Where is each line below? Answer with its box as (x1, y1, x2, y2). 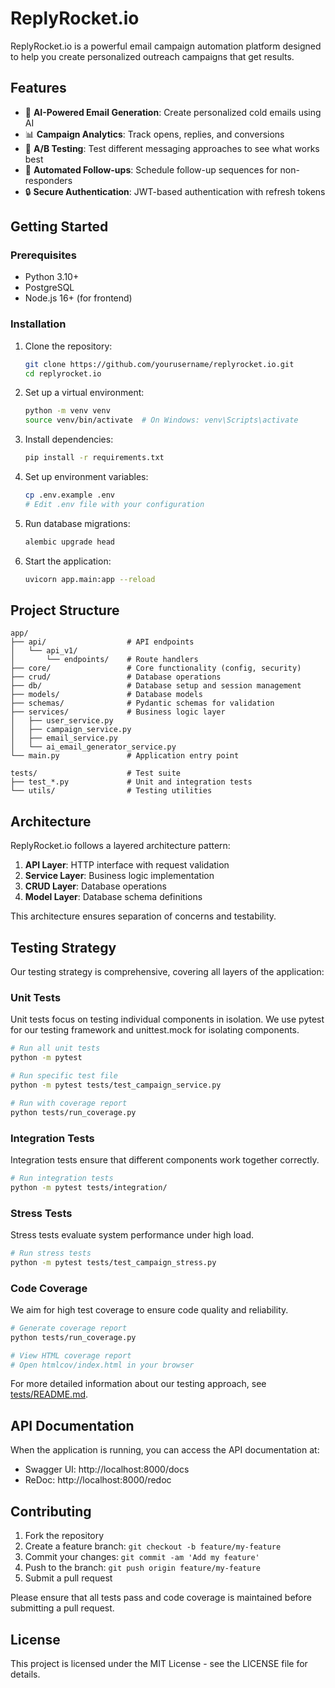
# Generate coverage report (10, 1323, 128, 1333)
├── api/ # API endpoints (10, 637, 195, 647)
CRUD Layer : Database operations (24, 880, 167, 892)
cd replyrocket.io (24, 368, 102, 379)
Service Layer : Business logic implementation (24, 870, 215, 882)
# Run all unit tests (10, 1043, 101, 1054)
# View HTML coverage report (10, 1350, 132, 1361)
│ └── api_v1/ (10, 646, 78, 656)
